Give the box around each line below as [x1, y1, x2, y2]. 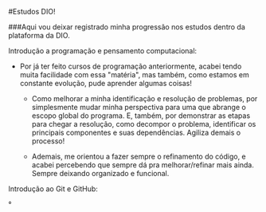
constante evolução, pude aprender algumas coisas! [19, 79, 193, 88]
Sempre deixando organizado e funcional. [31, 169, 170, 178]
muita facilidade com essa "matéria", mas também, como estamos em [19, 70, 249, 79]
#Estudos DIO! [8, 7, 56, 16]
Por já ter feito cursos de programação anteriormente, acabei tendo [19, 61, 242, 71]
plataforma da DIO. [8, 31, 70, 40]
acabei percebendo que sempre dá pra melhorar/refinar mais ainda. [31, 160, 255, 170]
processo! [31, 136, 65, 146]
